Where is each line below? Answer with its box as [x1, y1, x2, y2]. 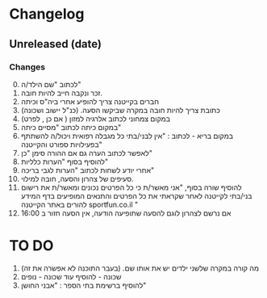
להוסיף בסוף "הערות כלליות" [20, 157, 109, 166]
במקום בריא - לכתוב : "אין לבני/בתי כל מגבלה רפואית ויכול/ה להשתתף [20, 131, 233, 141]
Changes [9, 61, 46, 73]
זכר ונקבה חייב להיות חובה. [20, 88, 103, 98]
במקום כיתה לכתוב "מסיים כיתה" [20, 122, 122, 132]
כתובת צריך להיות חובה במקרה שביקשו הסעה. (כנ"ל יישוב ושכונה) [20, 105, 221, 115]
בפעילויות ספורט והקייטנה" [20, 139, 103, 149]
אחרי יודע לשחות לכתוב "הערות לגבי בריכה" [20, 165, 155, 174]
